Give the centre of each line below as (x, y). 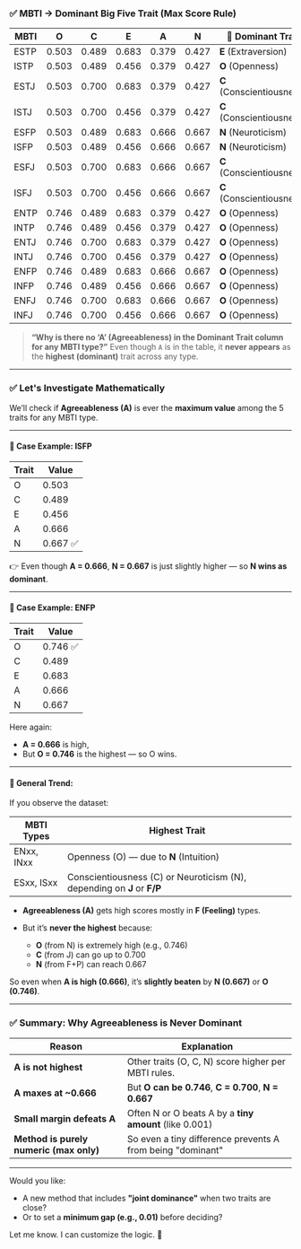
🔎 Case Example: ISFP (51, 446)
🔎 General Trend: (41, 782)
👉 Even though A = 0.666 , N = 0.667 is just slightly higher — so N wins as (148, 566)
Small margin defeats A (65, 1118)
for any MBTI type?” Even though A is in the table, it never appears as (161, 347)
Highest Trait (177, 831)
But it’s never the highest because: (87, 928)
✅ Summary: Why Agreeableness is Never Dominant (126, 1023)
